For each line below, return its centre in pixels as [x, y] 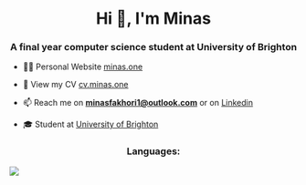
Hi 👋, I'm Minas [153, 19]
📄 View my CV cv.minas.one [76, 85]
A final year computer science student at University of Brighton [153, 47]
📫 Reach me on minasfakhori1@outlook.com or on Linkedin [138, 103]
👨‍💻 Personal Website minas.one [83, 67]
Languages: [153, 151]
